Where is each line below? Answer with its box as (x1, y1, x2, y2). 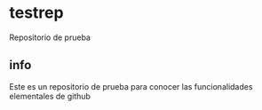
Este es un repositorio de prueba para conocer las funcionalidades (9, 81, 253, 91)
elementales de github (9, 90, 91, 101)
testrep (9, 3, 64, 23)
